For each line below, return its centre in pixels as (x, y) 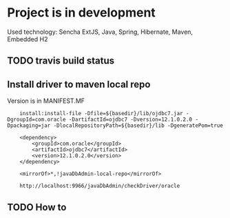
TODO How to (37, 207)
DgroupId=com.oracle (37, 120)
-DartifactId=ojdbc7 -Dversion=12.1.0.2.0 (130, 120)
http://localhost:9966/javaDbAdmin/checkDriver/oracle (100, 186)
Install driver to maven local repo (79, 84)
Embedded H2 (28, 39)
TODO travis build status (61, 61)
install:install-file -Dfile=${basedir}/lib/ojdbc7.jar (102, 114)
